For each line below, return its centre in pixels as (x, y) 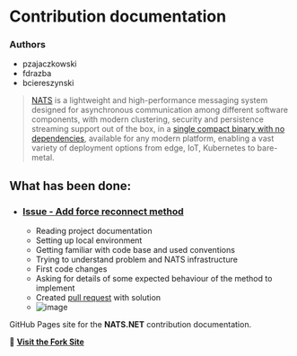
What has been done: (70, 186)
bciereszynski (48, 83)
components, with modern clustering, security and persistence (148, 119)
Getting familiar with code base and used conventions (135, 250)
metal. (43, 158)
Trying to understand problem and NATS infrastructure (136, 260)
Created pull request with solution (98, 298)
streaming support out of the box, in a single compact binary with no (158, 129)
